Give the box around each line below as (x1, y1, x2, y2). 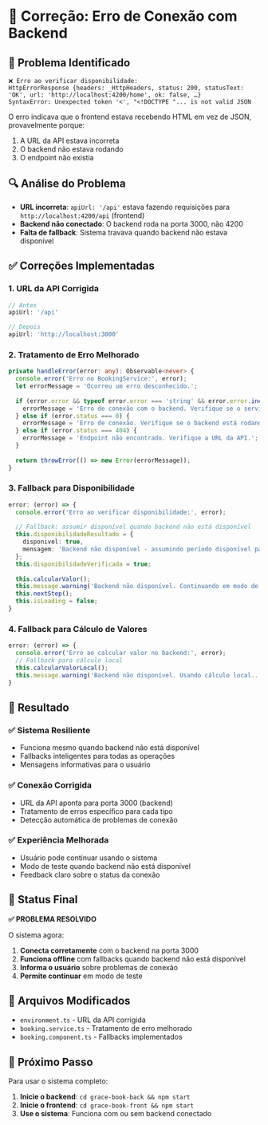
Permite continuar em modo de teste (19, 971, 143, 981)
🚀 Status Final (8, 893, 78, 906)
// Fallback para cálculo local (15, 657, 124, 665)
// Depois (8, 323, 41, 331)
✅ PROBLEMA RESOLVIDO (8, 914, 97, 924)
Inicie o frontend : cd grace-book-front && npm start (19, 1100, 195, 1110)
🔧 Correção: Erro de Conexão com (8, 7, 238, 26)
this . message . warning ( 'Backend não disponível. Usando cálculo (15, 671, 230, 679)
